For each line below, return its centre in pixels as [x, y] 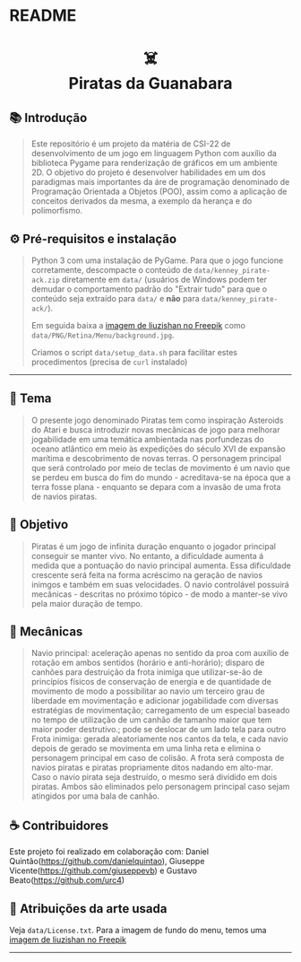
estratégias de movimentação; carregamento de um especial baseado [160, 711]
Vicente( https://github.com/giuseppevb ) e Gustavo [103, 870]
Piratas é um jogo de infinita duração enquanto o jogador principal [153, 546]
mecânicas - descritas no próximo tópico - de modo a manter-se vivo [159, 594]
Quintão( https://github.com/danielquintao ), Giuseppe [107, 861]
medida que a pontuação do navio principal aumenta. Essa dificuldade [161, 565]
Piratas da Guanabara [150, 84]
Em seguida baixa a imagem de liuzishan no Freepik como [138, 325]
